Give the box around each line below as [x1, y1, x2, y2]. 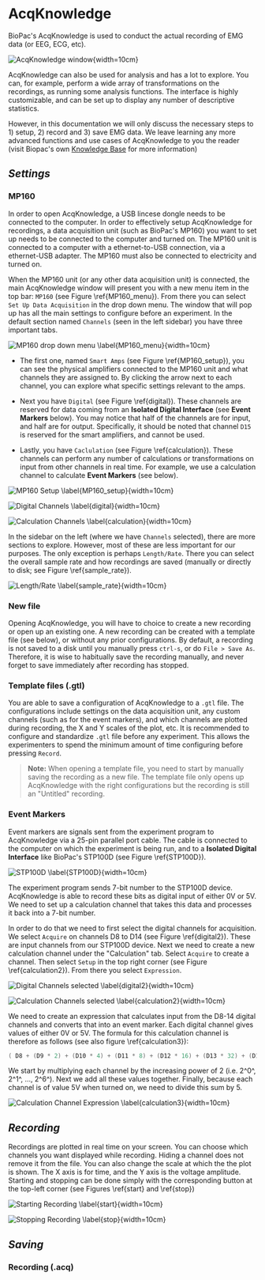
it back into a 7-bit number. [8, 907, 96, 918]
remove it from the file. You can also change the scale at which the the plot [8, 1159, 252, 1168]
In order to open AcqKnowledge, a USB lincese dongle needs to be [8, 209, 226, 218]
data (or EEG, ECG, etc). [8, 39, 87, 48]
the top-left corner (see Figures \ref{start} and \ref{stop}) [8, 1184, 195, 1194]
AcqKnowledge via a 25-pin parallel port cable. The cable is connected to [8, 835, 248, 845]
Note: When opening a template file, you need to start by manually [27, 764, 244, 774]
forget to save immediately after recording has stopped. [8, 660, 189, 669]
